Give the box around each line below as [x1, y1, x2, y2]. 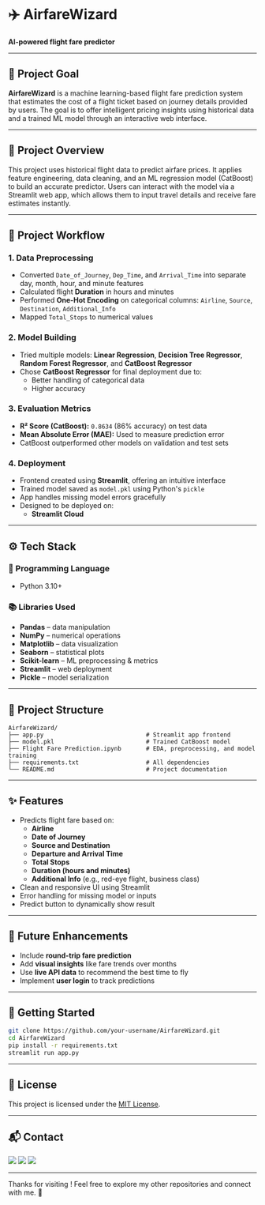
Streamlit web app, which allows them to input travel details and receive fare [8, 190, 256, 199]
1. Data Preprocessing [8, 252, 94, 263]
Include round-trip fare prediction [19, 951, 132, 960]
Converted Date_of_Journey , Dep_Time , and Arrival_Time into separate [19, 270, 247, 280]
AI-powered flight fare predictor [8, 36, 116, 47]
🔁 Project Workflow [8, 228, 105, 242]
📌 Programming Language [8, 563, 110, 574]
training [8, 751, 37, 759]
